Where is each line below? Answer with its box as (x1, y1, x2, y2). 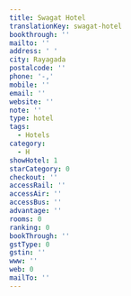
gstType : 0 (9, 240, 50, 249)
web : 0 (9, 265, 34, 274)
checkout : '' (9, 172, 58, 181)
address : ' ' (9, 47, 58, 56)
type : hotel (9, 114, 54, 123)
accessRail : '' (9, 181, 66, 190)
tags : (9, 123, 30, 132)
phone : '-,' (9, 72, 54, 81)
